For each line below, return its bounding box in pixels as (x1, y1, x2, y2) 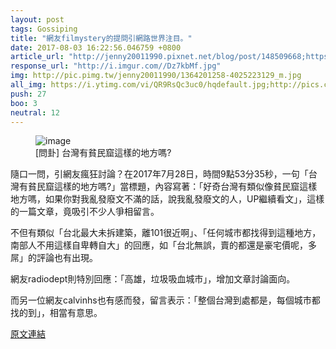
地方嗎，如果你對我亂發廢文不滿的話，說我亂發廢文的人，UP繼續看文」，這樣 (10, 193, 325, 205)
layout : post (10, 14, 65, 25)
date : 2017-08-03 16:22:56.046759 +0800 (10, 42, 182, 53)
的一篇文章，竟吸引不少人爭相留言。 (10, 206, 160, 218)
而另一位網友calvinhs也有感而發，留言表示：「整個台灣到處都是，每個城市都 (10, 294, 321, 306)
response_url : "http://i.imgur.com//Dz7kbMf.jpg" (10, 61, 222, 71)
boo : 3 (10, 98, 38, 108)
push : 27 (10, 89, 47, 99)
